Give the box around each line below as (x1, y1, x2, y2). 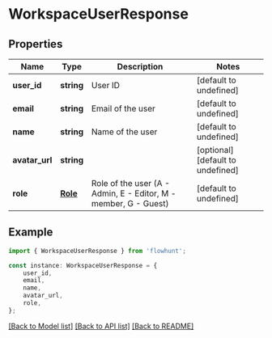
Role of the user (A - (91, 178, 170, 188)
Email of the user (91, 103, 156, 114)
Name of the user (91, 126, 158, 137)
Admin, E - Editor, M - (91, 188, 176, 199)
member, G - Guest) (91, 198, 169, 209)
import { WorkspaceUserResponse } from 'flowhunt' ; (8, 247, 186, 255)
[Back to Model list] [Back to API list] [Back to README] (8, 321, 194, 331)
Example (8, 226, 53, 239)
